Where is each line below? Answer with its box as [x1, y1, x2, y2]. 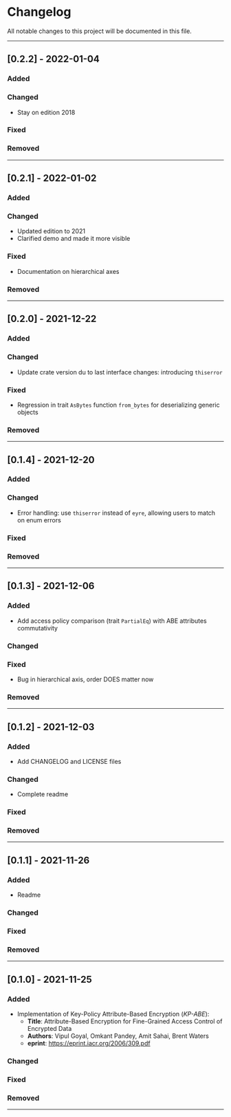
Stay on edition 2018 [16, 108, 76, 116]
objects [16, 407, 39, 416]
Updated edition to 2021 [16, 227, 86, 235]
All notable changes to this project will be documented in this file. [7, 27, 192, 35]
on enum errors [16, 515, 62, 524]
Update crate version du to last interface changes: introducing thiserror [16, 368, 223, 376]
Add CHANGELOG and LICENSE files [16, 757, 122, 765]
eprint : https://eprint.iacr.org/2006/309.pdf [27, 1039, 151, 1047]
